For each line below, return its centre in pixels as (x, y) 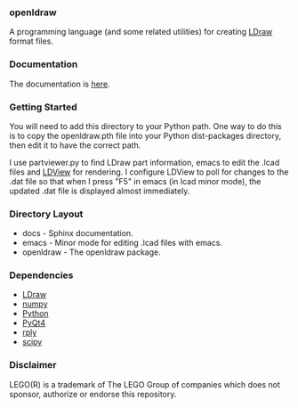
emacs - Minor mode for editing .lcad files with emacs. (122, 243)
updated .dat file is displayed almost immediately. (100, 191)
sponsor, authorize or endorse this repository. (93, 394)
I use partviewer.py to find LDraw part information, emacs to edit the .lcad (145, 162)
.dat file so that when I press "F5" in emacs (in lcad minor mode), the (135, 181)
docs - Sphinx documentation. (77, 233)
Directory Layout (46, 214)
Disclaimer (33, 365)
